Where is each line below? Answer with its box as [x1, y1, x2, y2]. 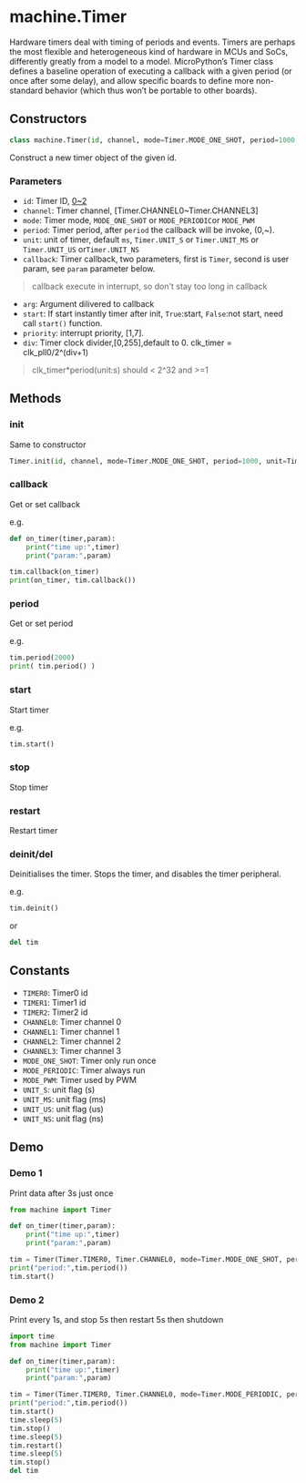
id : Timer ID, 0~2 [22, 195, 87, 206]
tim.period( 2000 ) [9, 653, 76, 662]
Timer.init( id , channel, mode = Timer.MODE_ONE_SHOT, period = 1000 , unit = [9, 456, 287, 465]
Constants [9, 963, 70, 978]
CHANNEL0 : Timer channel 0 [22, 1016, 122, 1027]
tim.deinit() [9, 904, 59, 913]
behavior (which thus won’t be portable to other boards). [45, 85, 258, 96]
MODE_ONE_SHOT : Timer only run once [22, 1055, 157, 1066]
